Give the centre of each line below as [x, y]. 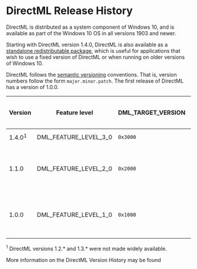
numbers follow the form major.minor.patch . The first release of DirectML [95, 81]
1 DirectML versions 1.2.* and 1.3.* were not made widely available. [86, 248]
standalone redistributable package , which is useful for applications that [93, 50]
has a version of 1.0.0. [33, 87]
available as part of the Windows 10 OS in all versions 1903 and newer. [91, 33]
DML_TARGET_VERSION [152, 113]
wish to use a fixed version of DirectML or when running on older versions [96, 57]
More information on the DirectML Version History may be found [84, 260]
